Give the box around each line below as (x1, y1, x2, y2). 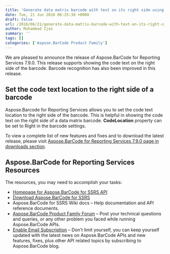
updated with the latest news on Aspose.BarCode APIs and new (12, 232, 146, 238)
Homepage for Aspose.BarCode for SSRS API (12, 189, 108, 195)
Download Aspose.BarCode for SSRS (12, 195, 90, 201)
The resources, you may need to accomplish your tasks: (5, 179, 122, 186)
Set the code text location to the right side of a (5, 85, 154, 94)
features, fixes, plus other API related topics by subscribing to (12, 238, 142, 244)
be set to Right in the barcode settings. (5, 123, 86, 129)
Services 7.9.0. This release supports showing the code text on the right (5, 59, 155, 66)
